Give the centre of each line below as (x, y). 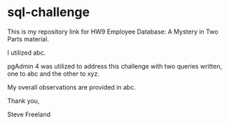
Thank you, (23, 101)
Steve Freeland (29, 114)
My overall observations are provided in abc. (72, 87)
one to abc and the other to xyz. (54, 74)
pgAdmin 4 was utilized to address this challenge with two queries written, (115, 66)
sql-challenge (48, 12)
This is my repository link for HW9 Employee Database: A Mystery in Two (113, 32)
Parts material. (28, 39)
